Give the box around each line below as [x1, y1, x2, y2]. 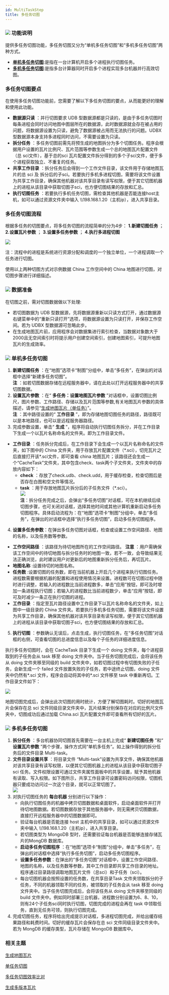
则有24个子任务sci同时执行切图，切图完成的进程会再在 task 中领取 [20, 901, 157, 907]
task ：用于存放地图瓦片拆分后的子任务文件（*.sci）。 [20, 484, 130, 491]
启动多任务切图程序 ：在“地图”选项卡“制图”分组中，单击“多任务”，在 [20, 844, 161, 850]
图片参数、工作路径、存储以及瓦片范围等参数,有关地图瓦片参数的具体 [21, 398, 164, 404]
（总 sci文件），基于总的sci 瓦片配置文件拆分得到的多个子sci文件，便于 [12, 153, 159, 159]
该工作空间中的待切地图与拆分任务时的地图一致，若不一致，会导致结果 [12, 550, 158, 556]
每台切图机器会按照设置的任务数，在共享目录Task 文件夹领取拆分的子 [20, 876, 163, 882]
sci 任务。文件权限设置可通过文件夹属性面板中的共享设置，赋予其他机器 [12, 769, 161, 775]
